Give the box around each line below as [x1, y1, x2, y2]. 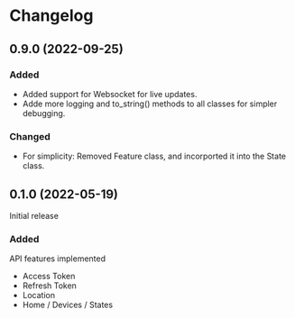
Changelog [9, 5, 94, 26]
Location [22, 290, 56, 301]
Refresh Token [22, 280, 77, 291]
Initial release [9, 210, 59, 221]
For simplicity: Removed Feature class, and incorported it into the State [22, 150, 287, 162]
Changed [9, 130, 51, 142]
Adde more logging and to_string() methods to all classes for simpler [22, 98, 278, 109]
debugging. [22, 107, 66, 118]
